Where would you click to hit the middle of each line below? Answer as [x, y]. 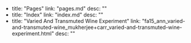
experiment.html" [33, 34]
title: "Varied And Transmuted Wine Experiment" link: [76, 21]
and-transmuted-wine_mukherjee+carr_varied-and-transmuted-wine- [97, 27]
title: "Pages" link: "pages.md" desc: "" [59, 9]
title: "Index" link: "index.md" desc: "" [57, 15]
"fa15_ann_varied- [163, 21]
